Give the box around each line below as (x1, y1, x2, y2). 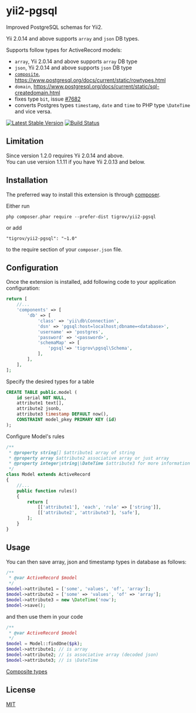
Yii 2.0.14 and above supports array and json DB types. (6, 35, 140, 42)
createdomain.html (14, 89, 60, 96)
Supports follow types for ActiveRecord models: (6, 46, 122, 54)
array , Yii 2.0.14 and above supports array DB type (14, 58, 138, 65)
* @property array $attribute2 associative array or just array (8, 455, 169, 461)
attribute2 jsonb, (16, 406, 62, 412)
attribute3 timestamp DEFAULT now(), (16, 411, 109, 417)
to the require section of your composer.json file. (6, 246, 123, 253)
